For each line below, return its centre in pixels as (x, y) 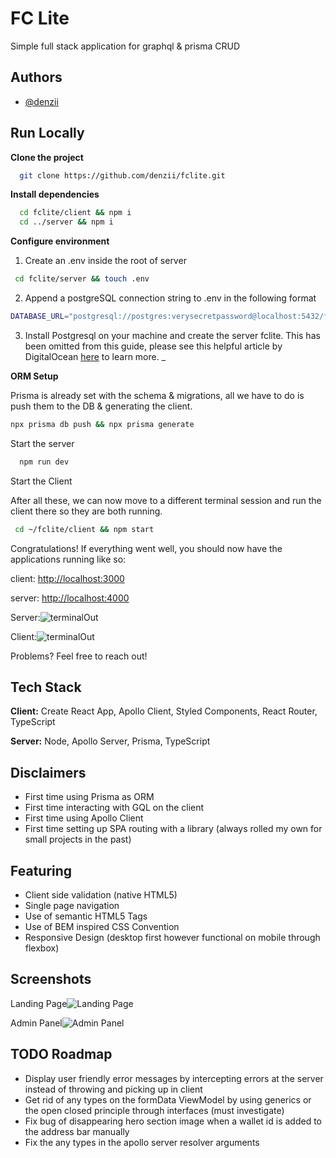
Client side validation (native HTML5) (101, 895)
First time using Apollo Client (84, 818)
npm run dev (44, 462)
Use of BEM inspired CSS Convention (102, 926)
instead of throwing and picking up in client (113, 1089)
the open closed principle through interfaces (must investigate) (154, 1110)
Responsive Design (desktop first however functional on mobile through (172, 937)
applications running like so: (68, 559)
